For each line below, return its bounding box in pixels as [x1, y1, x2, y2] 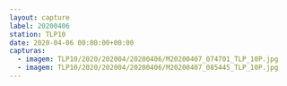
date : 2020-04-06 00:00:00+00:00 [9, 38, 135, 47]
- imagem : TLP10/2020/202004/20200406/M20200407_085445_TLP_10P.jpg [17, 64, 279, 73]
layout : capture [9, 13, 70, 22]
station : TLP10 [9, 30, 66, 39]
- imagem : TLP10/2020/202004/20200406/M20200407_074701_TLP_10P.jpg [17, 55, 279, 64]
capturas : [9, 47, 47, 56]
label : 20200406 [9, 21, 70, 30]
